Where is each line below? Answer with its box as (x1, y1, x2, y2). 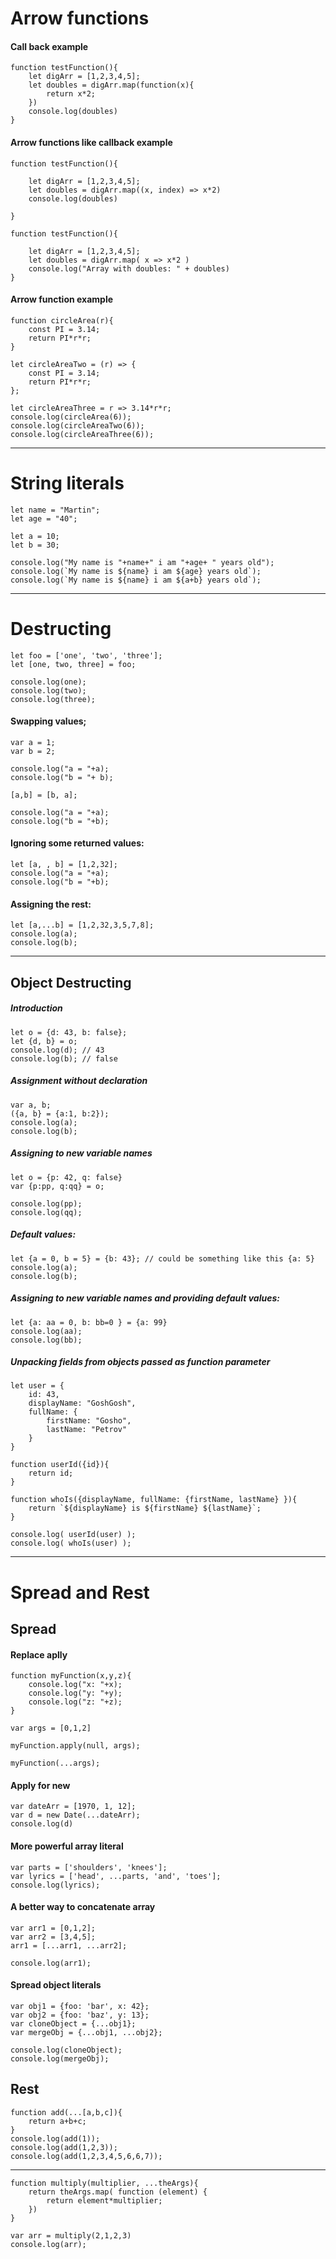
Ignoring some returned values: (10, 837, 145, 849)
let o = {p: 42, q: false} (10, 1172, 123, 1182)
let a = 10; (10, 531, 60, 541)
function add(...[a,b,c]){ (10, 2107, 123, 2117)
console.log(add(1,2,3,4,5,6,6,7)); (10, 2151, 163, 2161)
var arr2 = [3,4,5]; (10, 1932, 97, 1942)
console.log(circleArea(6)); (10, 412, 132, 422)
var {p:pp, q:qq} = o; (10, 1181, 105, 1191)
